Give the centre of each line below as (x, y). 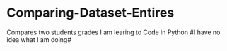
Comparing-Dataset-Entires (91, 13)
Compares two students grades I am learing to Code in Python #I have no (113, 32)
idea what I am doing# (39, 39)
